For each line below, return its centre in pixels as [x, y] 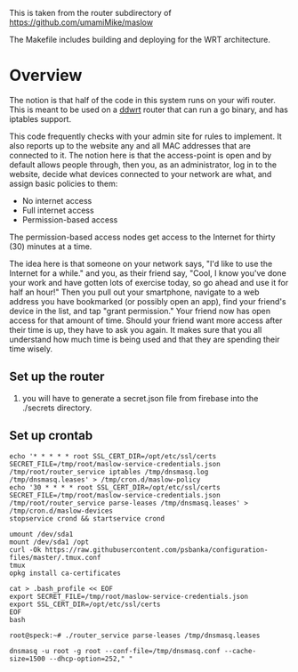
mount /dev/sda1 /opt [49, 542]
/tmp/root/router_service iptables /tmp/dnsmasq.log [109, 472]
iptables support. [40, 118]
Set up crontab [51, 436]
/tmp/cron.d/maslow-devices [61, 511]
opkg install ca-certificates [65, 573]
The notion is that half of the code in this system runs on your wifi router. [142, 100]
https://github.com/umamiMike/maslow [81, 22]
